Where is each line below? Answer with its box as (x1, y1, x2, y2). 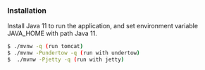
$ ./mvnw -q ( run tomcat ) (7, 43, 83, 50)
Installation (7, 6, 47, 16)
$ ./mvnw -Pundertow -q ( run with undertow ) (7, 49, 140, 57)
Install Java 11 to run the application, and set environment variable (7, 22, 199, 30)
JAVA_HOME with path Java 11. (7, 29, 97, 37)
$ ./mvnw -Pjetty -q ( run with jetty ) (7, 56, 125, 64)
